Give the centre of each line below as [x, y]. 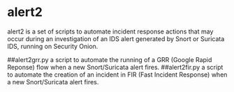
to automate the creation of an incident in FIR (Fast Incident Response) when [117, 75]
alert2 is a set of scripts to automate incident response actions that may [110, 31]
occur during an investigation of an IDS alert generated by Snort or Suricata [116, 38]
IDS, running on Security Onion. [53, 46]
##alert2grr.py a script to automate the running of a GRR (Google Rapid [110, 59]
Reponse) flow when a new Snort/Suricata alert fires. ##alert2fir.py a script [115, 67]
